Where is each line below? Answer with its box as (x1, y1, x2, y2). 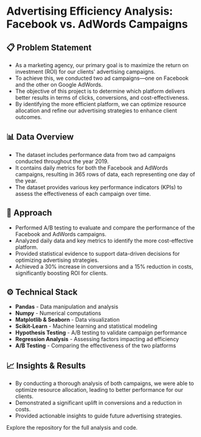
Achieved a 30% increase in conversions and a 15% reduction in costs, (15, 262, 194, 270)
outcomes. (15, 114, 43, 120)
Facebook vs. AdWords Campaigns (6, 17, 188, 31)
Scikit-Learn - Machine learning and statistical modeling (15, 322, 157, 330)
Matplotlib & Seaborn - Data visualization (15, 316, 120, 323)
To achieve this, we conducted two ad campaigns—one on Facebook (15, 74, 189, 82)
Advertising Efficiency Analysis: (6, 4, 174, 18)
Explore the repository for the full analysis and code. (6, 424, 138, 432)
